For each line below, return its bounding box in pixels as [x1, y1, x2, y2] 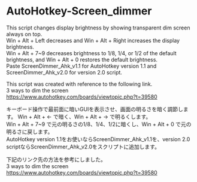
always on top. [6, 30, 43, 37]
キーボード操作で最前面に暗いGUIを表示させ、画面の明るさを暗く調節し [6, 105, 184, 112]
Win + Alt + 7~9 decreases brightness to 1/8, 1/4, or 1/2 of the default [6, 49, 177, 56]
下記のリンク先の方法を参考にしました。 [6, 156, 106, 163]
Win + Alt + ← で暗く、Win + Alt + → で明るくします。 [17, 113, 151, 120]
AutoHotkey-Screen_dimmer [6, 4, 152, 18]
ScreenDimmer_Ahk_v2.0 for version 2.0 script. [6, 68, 123, 76]
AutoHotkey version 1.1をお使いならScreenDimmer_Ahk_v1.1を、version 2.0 [6, 135, 190, 142]
